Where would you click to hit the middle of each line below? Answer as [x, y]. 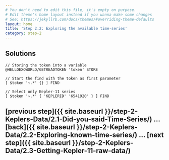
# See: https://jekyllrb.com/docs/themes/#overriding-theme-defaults [80, 19]
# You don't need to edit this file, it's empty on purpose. [71, 10]
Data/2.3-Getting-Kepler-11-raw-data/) [68, 151]
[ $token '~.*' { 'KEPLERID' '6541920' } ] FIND [57, 96]
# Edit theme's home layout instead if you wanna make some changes [79, 15]
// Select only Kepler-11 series [40, 92]
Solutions [21, 54]
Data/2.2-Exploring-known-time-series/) [71, 135]
